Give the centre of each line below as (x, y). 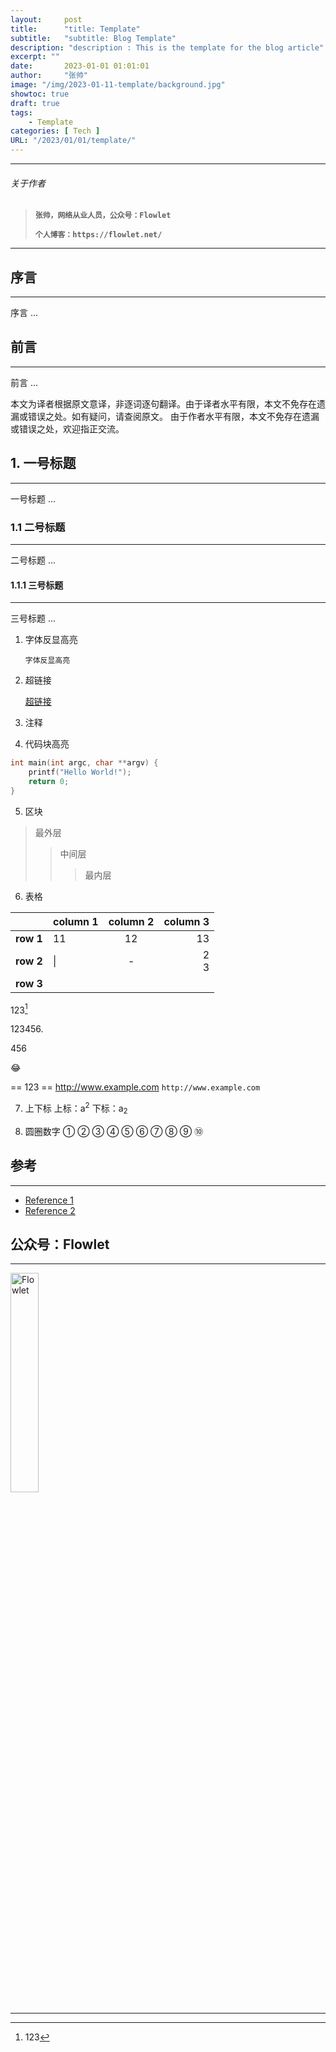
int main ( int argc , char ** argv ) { (84, 763)
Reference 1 (49, 1200)
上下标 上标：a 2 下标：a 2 (76, 1108)
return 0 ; (49, 781)
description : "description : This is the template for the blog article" (167, 47)
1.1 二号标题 (38, 527)
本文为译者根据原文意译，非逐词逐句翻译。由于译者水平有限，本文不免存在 (163, 403)
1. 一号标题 (43, 463)
